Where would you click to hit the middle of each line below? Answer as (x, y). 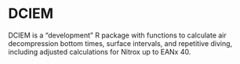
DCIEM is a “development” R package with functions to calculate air (118, 35)
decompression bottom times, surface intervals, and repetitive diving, (120, 43)
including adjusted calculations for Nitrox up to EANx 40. (100, 52)
